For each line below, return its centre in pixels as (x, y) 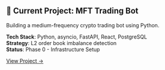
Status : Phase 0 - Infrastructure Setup (53, 49)
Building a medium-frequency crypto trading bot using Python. (83, 25)
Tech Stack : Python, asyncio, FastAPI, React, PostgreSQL (77, 37)
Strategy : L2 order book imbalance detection (61, 43)
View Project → (25, 61)
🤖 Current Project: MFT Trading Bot (72, 11)
